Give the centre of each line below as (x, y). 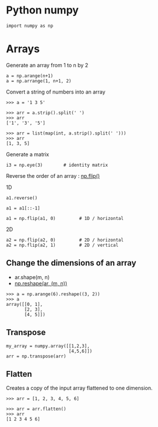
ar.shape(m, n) (32, 277)
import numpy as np (30, 26)
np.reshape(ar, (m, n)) (41, 283)
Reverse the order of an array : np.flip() (53, 175)
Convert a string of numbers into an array (56, 92)
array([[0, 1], (24, 304)
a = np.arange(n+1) (30, 76)
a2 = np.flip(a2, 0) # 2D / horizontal (65, 240)
